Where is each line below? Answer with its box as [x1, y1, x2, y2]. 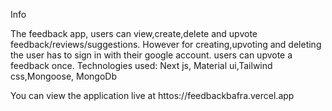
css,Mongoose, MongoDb [10, 70, 117, 82]
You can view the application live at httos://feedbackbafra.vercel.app [10, 90, 295, 101]
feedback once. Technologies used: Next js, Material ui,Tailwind [10, 60, 273, 71]
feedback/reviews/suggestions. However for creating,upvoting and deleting [10, 39, 322, 50]
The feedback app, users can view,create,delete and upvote [10, 28, 258, 39]
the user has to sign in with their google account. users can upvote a [10, 49, 293, 61]
